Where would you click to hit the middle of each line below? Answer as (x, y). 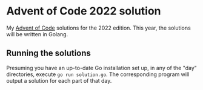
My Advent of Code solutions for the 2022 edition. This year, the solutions (98, 28)
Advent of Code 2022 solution (84, 11)
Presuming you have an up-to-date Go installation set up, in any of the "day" (101, 68)
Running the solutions (48, 53)
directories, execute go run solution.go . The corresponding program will (98, 74)
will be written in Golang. (37, 34)
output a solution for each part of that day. (59, 80)
